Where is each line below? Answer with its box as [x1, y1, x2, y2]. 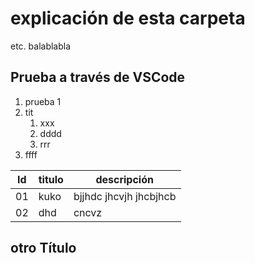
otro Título [10, 240, 77, 257]
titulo [38, 172, 64, 186]
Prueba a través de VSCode [10, 69, 186, 86]
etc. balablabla [10, 40, 72, 52]
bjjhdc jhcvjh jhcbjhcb [73, 189, 177, 203]
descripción [95, 172, 154, 186]
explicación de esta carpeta [10, 7, 246, 30]
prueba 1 [24, 95, 62, 107]
